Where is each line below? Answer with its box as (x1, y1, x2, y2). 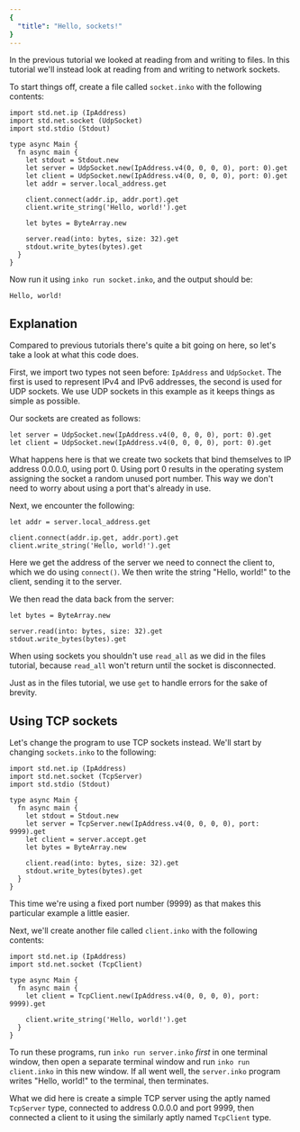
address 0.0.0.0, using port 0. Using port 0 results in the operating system (9, 464, 284, 475)
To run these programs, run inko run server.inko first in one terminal (9, 1046, 268, 1057)
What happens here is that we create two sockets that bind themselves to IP (9, 454, 292, 465)
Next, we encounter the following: (9, 501, 135, 512)
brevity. (9, 687, 38, 698)
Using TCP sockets (9, 713, 119, 729)
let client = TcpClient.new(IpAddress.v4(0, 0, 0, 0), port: (25, 992, 259, 1001)
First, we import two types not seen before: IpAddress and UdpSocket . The (9, 367, 282, 378)
